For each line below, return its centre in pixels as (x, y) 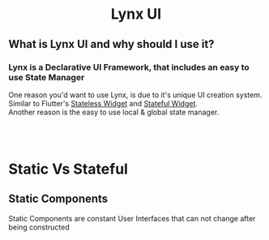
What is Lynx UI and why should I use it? (111, 44)
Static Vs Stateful (68, 169)
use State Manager (47, 77)
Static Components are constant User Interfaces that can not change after (132, 218)
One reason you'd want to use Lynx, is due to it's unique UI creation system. (135, 95)
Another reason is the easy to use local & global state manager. (114, 112)
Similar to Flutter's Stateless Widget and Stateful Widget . (103, 103)
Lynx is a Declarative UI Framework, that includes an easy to (129, 67)
